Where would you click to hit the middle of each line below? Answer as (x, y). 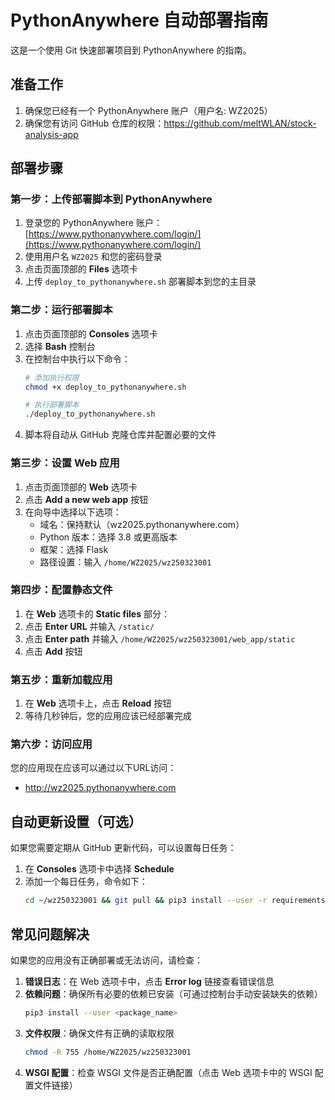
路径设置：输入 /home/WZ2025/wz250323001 (125, 562)
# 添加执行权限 (52, 377)
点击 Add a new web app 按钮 (86, 499)
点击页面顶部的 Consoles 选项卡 (91, 333)
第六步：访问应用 (51, 744)
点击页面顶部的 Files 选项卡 (81, 269)
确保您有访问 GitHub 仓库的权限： (94, 123)
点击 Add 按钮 (53, 651)
